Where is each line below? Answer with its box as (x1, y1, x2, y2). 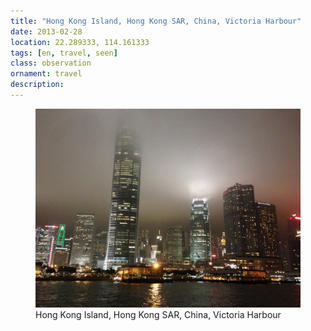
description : (10, 80, 65, 90)
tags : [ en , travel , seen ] (10, 48, 118, 58)
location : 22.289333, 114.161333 (10, 37, 150, 47)
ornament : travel (10, 69, 83, 79)
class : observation (10, 58, 92, 69)
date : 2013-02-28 (10, 26, 83, 37)
